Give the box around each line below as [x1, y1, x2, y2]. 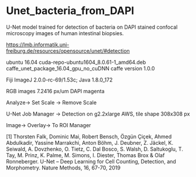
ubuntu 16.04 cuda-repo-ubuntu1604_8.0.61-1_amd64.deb [6, 59, 146, 66]
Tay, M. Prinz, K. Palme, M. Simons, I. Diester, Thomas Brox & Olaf [6, 151, 165, 159]
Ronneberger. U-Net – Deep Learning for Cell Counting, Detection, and [6, 158, 177, 165]
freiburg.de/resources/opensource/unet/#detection [6, 47, 130, 54]
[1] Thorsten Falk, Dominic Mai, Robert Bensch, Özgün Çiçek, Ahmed [6, 133, 172, 140]
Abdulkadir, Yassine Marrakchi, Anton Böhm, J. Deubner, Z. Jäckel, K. [6, 139, 174, 146]
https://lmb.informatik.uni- [6, 41, 70, 48]
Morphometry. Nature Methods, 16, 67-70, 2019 [6, 164, 121, 171]
